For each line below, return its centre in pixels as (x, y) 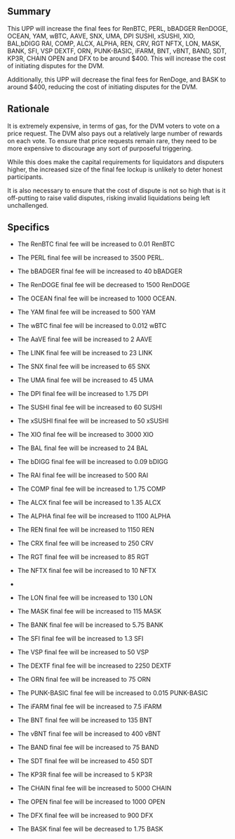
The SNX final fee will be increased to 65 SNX (84, 366)
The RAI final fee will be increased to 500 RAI (83, 475)
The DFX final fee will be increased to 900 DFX (85, 815)
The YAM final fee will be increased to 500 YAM (86, 312)
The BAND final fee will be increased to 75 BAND (88, 748)
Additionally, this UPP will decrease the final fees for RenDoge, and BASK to (117, 79)
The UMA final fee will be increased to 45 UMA (85, 380)
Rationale (28, 109)
